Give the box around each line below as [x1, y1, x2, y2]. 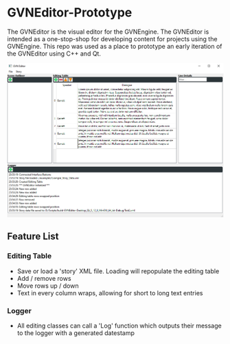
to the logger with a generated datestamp [16, 329, 135, 337]
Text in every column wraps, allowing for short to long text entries [16, 288, 203, 297]
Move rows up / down [16, 282, 79, 290]
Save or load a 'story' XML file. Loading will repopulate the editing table [16, 266, 220, 275]
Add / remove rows [16, 274, 71, 282]
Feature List [7, 231, 59, 242]
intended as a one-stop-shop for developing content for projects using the [7, 34, 218, 43]
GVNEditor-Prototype [7, 5, 133, 21]
